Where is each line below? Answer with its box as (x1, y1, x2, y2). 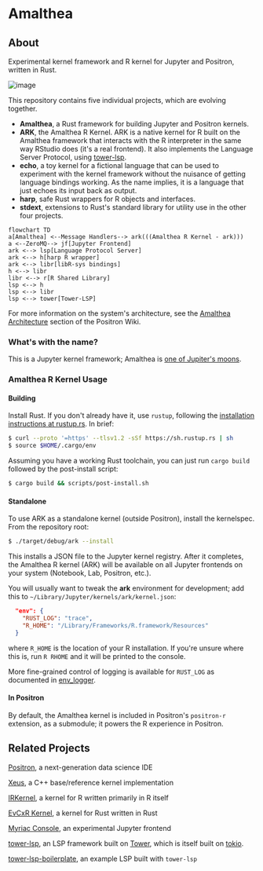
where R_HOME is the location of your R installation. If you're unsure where (8, 643, 244, 653)
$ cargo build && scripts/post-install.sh (8, 480, 149, 488)
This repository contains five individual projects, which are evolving (8, 96, 226, 104)
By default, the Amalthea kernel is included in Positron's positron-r (8, 710, 226, 719)
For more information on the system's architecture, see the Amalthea (8, 309, 231, 318)
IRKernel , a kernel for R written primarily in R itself (8, 792, 169, 802)
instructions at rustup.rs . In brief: (8, 419, 115, 429)
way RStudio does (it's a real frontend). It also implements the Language (19, 145, 254, 153)
